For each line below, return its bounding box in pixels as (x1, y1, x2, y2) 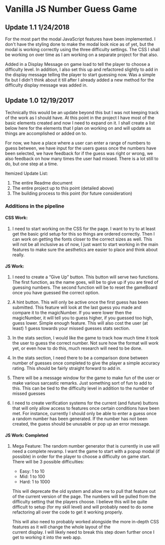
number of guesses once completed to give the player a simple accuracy (12, 360, 160, 366)
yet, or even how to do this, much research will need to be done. (12, 345, 142, 351)
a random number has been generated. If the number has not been (12, 416, 148, 422)
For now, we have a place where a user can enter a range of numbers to (5, 140, 151, 146)
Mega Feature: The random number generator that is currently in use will (12, 443, 160, 449)
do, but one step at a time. (5, 161, 58, 167)
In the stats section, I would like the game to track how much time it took (12, 335, 159, 341)
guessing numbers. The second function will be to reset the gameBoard (12, 284, 158, 291)
